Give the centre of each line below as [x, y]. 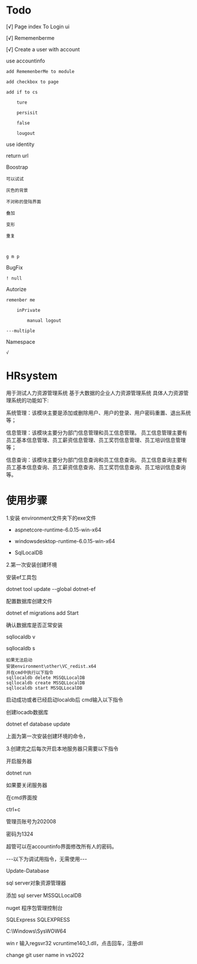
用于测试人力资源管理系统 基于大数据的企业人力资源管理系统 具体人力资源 [95, 393]
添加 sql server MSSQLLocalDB [44, 895]
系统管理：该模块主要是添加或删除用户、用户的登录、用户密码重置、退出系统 [98, 413]
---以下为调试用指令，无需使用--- [47, 859]
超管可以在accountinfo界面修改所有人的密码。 [62, 846]
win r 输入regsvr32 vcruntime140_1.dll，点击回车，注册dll [75, 943]
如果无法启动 [19, 660]
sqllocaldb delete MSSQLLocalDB [45, 677]
